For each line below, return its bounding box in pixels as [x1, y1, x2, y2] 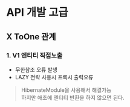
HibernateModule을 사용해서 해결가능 [21, 86, 112, 94]
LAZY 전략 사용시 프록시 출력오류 [15, 73, 94, 80]
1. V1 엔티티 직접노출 [6, 51, 63, 59]
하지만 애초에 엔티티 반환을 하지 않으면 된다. [21, 94, 125, 101]
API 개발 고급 [6, 5, 68, 19]
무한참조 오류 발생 [15, 66, 57, 73]
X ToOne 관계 [6, 31, 56, 42]
